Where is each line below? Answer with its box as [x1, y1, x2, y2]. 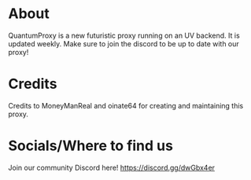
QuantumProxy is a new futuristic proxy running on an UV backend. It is [8, 31, 240, 40]
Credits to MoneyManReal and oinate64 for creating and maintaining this [8, 101, 244, 110]
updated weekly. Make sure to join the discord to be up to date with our [8, 39, 240, 48]
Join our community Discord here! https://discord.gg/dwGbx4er [8, 163, 215, 172]
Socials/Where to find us [8, 137, 173, 155]
